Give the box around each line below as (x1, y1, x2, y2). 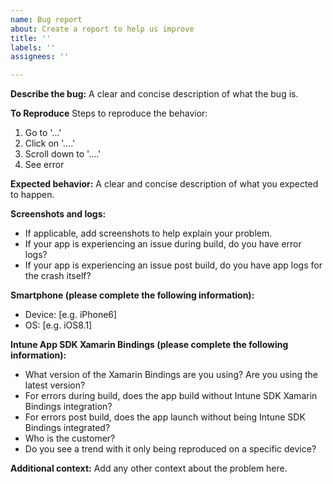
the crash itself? (24, 270, 92, 282)
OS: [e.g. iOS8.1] (24, 319, 93, 331)
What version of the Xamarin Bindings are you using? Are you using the (24, 369, 318, 381)
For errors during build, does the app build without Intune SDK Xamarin (24, 390, 318, 402)
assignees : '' (10, 52, 70, 62)
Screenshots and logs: (10, 208, 107, 220)
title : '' (10, 33, 52, 43)
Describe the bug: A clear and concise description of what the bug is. (10, 88, 299, 100)
